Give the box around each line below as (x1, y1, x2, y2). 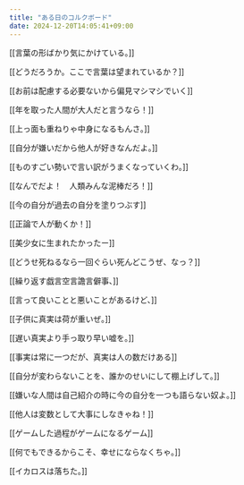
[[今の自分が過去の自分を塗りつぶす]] (9, 199, 147, 210)
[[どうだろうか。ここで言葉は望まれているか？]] (9, 66, 185, 77)
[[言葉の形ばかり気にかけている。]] (9, 47, 135, 58)
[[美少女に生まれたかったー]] (9, 237, 115, 248)
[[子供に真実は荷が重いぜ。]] (9, 313, 112, 324)
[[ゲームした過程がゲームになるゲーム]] (9, 427, 154, 438)
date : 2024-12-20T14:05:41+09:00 (9, 21, 134, 30)
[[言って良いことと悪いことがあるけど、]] (9, 294, 158, 305)
